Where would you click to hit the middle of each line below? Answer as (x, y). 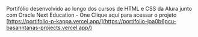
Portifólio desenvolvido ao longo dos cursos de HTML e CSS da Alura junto (99, 9)
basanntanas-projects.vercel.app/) (49, 27)
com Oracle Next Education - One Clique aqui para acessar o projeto (91, 15)
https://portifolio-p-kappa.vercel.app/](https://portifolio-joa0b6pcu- (92, 21)
